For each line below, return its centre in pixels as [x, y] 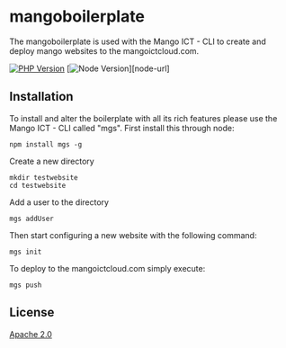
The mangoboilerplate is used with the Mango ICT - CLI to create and [138, 41]
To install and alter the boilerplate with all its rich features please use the [143, 118]
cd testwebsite [38, 185]
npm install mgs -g [46, 144]
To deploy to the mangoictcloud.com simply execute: [107, 268]
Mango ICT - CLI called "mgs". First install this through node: [122, 128]
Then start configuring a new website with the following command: [133, 235]
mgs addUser [31, 219]
